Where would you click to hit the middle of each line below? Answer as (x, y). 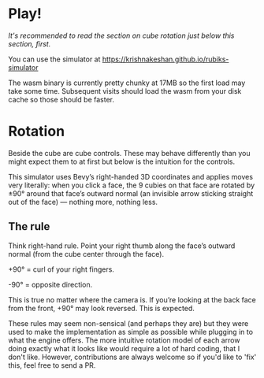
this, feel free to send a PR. (52, 365)
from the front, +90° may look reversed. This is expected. (102, 308)
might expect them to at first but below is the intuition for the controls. (121, 161)
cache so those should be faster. (61, 99)
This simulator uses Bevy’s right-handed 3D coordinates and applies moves (131, 176)
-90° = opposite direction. (50, 284)
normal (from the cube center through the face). (86, 254)
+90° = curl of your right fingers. (61, 269)
